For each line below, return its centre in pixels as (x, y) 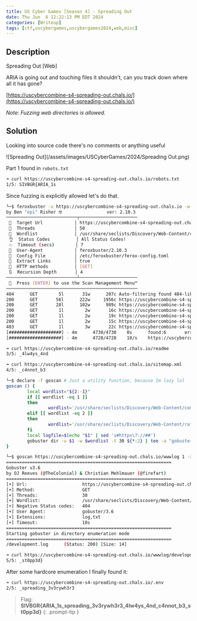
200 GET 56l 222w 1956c (61, 300)
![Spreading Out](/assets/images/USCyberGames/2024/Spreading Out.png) (98, 157)
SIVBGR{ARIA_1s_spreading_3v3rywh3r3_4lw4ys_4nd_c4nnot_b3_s (106, 605)
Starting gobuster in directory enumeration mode (68, 533)
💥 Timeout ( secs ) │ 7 (46, 245)
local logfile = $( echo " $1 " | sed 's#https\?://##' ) (92, 435)
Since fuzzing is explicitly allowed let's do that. (62, 195)
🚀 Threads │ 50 (47, 228)
